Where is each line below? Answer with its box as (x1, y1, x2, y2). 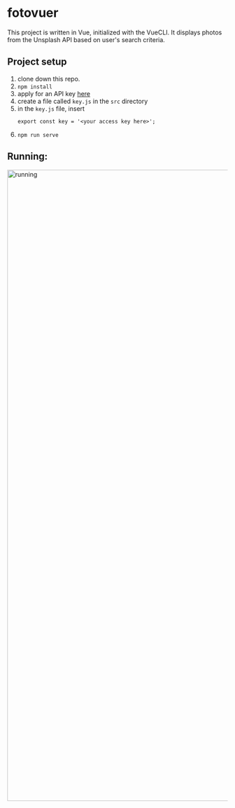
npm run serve (17, 131, 59, 138)
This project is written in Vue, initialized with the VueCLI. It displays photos (7, 28, 222, 36)
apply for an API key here (17, 89, 91, 97)
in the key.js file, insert (17, 104, 85, 113)
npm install (17, 83, 52, 90)
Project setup (7, 56, 68, 68)
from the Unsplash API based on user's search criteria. (7, 35, 166, 43)
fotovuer (7, 5, 59, 21)
